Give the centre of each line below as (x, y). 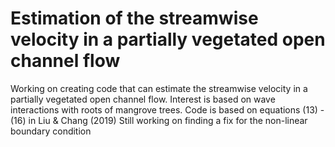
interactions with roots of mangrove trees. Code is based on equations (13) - (167, 109)
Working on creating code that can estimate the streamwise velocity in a (159, 88)
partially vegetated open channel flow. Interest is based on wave (143, 99)
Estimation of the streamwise (134, 18)
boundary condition (51, 131)
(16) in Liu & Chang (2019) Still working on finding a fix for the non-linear (159, 120)
